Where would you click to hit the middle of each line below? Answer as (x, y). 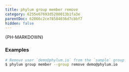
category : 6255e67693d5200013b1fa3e (43, 14)
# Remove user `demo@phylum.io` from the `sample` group (65, 60)
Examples (17, 50)
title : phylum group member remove (42, 10)
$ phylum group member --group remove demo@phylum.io (62, 65)
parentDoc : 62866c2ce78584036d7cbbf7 (44, 19)
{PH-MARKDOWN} (24, 37)
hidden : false (20, 23)
